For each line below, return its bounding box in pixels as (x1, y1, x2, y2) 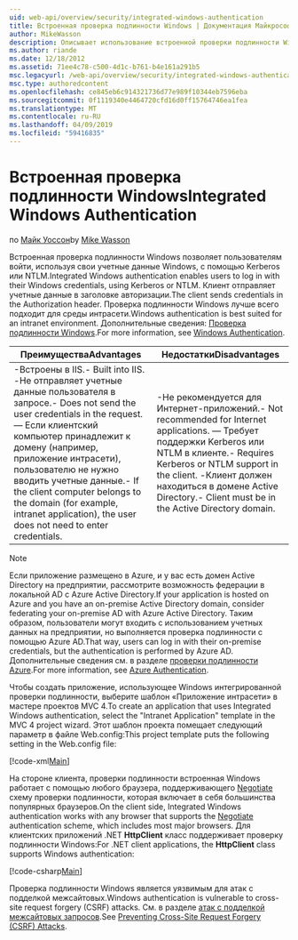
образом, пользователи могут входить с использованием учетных (9, 617, 263, 628)
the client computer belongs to (13, 486, 142, 498)
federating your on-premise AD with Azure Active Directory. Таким (9, 607, 254, 618)
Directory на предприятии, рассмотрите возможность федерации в (9, 579, 265, 590)
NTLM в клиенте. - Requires (156, 446, 275, 459)
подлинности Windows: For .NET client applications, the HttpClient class (9, 839, 276, 849)
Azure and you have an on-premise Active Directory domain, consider (9, 598, 264, 609)
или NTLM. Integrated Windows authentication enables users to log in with (9, 270, 280, 281)
